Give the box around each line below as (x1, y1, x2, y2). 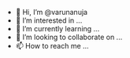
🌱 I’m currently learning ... (15, 24, 100, 33)
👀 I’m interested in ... (15, 16, 83, 25)
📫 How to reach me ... (15, 42, 89, 50)
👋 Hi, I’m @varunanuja (15, 8, 88, 16)
